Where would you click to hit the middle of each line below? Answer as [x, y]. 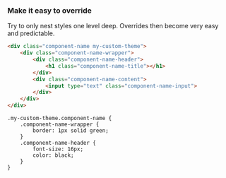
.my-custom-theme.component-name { [60, 119]
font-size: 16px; [58, 149]
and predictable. [31, 33]
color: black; [53, 155]
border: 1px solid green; [71, 131]
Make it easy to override [49, 11]
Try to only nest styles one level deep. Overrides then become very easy [113, 26]
